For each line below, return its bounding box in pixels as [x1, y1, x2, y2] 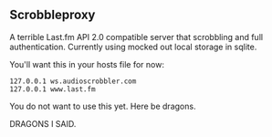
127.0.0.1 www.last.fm [9, 84, 96, 94]
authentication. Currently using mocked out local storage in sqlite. [9, 41, 257, 52]
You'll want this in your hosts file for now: [9, 58, 164, 69]
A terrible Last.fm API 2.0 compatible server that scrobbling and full [9, 31, 263, 42]
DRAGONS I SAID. [9, 118, 77, 129]
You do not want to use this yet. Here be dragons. [9, 100, 196, 111]
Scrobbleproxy [9, 7, 96, 23]
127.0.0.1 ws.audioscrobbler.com [9, 77, 137, 86]
